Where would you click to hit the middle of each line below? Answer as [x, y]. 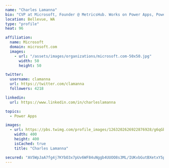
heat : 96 [14, 29]
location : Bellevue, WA [30, 19]
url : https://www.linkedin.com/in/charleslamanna [63, 102]
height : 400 [27, 139]
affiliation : [19, 38]
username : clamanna [30, 79]
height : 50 [30, 66]
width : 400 [26, 134]
